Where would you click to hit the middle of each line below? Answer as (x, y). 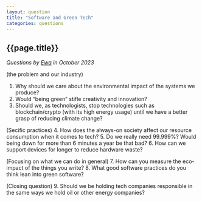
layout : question (28, 12)
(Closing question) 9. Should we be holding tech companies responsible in (99, 186)
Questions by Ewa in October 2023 (50, 63)
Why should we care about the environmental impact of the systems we (105, 86)
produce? (27, 92)
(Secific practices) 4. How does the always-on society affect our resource (99, 130)
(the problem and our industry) (45, 74)
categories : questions (35, 23)
